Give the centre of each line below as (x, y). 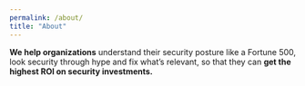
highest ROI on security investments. (81, 71)
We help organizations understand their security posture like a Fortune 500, (153, 52)
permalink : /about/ (46, 18)
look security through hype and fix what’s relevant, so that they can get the (150, 62)
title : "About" (38, 26)
